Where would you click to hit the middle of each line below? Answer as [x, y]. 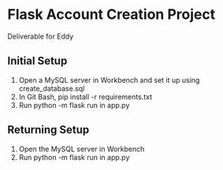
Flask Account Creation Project [111, 15]
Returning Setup [48, 130]
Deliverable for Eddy [41, 36]
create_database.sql [52, 88]
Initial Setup [37, 61]
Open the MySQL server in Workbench [82, 149]
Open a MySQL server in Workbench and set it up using [109, 79]
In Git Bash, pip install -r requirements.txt [85, 97]
